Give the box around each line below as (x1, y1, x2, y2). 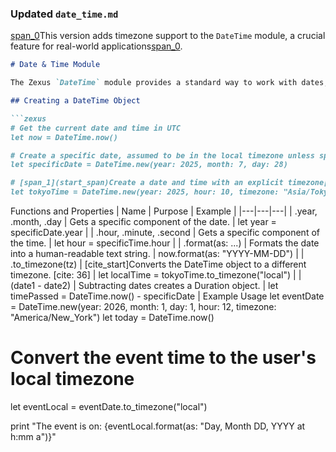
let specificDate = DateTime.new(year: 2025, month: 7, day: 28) (10, 160, 288, 170)
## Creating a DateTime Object (10, 96, 141, 106)
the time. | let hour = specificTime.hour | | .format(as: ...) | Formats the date (10, 237, 320, 249)
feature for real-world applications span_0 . (10, 40, 183, 52)
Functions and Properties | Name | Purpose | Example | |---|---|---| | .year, (10, 205, 318, 217)
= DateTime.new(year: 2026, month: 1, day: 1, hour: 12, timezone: (10, 301, 277, 313)
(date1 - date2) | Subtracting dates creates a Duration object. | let (10, 280, 279, 292)
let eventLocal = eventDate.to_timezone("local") (10, 400, 208, 412)
